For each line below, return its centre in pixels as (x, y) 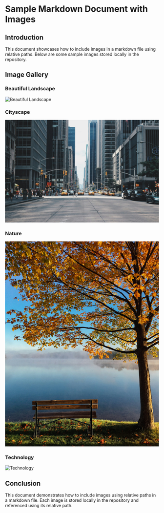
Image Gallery (27, 75)
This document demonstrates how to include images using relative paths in (81, 495)
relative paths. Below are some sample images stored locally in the (72, 54)
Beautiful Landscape (30, 89)
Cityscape (18, 112)
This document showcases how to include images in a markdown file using (81, 49)
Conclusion (23, 483)
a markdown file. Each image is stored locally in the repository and (72, 500)
